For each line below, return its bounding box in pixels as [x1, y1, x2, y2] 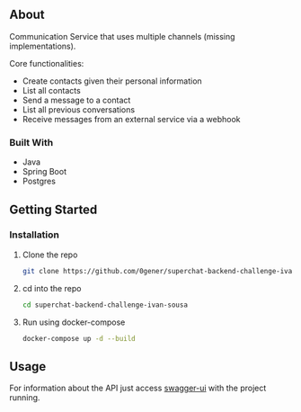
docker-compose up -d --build [22, 334, 137, 343]
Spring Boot [22, 166, 67, 177]
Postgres [22, 175, 57, 187]
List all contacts [22, 85, 81, 95]
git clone [22, 266, 60, 275]
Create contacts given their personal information [22, 76, 202, 86]
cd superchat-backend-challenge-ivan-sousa [22, 300, 189, 309]
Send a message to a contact [22, 94, 131, 105]
